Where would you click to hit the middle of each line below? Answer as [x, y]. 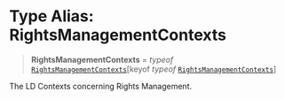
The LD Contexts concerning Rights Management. [101, 86]
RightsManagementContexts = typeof [102, 59]
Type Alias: [52, 16]
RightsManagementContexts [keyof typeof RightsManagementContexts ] [154, 69]
